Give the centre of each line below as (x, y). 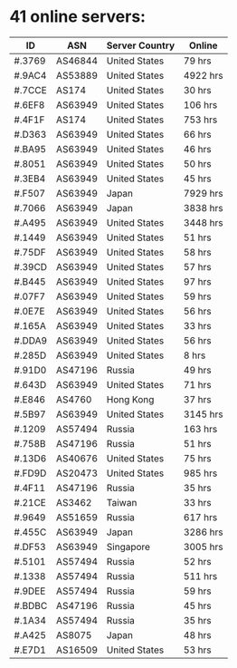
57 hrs (198, 266)
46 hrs (198, 149)
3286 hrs (204, 532)
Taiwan (122, 502)
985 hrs (201, 473)
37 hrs (198, 399)
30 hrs (198, 90)
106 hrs (201, 104)
